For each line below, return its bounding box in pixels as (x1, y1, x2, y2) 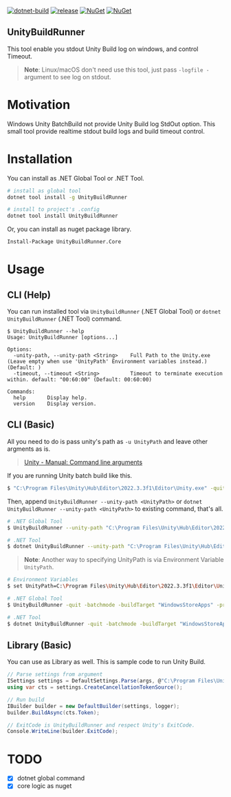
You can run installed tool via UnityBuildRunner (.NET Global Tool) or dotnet (7, 307, 221, 316)
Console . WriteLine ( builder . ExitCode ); (7, 728, 118, 735)
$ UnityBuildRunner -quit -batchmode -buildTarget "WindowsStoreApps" (7, 601, 214, 608)
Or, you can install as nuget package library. (7, 225, 132, 234)
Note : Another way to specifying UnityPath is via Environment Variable (23, 556, 224, 564)
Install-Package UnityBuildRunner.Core (7, 239, 122, 245)
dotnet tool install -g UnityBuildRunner (7, 194, 128, 201)
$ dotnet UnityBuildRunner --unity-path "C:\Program (7, 543, 162, 550)
